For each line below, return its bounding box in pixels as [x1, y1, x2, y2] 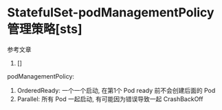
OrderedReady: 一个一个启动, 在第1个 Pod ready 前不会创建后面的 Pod [16, 86, 216, 94]
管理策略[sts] [7, 22, 82, 37]
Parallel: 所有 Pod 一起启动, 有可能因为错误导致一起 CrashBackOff [16, 94, 203, 103]
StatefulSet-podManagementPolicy [7, 5, 214, 20]
